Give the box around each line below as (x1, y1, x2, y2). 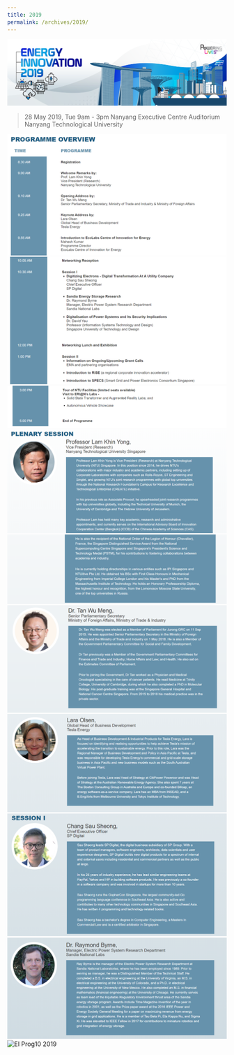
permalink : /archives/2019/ (7, 18, 89, 26)
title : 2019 (7, 11, 42, 18)
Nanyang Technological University (24, 119, 123, 129)
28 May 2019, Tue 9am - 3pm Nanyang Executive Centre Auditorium (24, 112, 221, 121)
